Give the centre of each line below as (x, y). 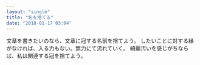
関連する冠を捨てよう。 (57, 56)
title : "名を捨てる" (30, 17)
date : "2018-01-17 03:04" (39, 23)
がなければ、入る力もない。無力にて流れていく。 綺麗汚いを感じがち (92, 48)
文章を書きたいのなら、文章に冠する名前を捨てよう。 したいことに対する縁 (100, 41)
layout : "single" (28, 12)
